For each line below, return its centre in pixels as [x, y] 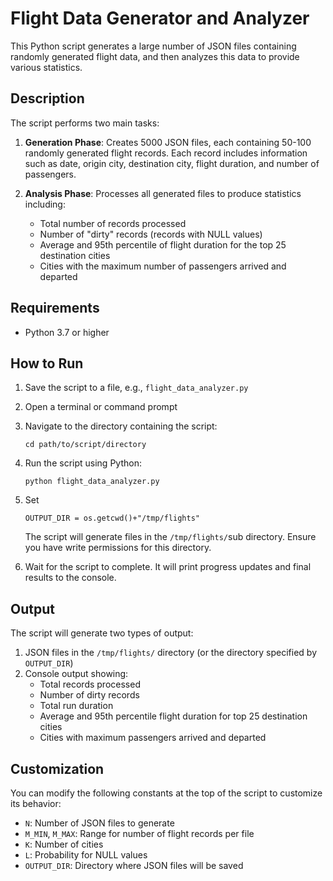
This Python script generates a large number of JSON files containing [153, 46]
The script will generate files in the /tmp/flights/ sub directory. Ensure [170, 537]
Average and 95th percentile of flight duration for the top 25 [163, 244]
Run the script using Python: [83, 463]
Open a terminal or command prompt [101, 407]
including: [45, 204]
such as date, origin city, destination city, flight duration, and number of [172, 163]
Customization [57, 768]
